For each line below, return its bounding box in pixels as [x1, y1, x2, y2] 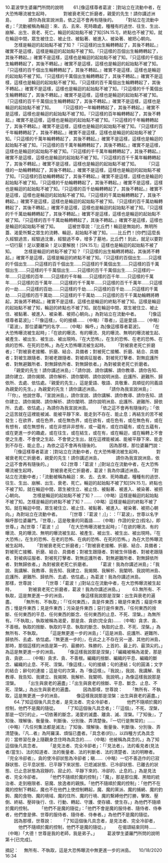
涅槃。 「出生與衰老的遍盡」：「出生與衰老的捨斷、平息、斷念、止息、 [5, 680, 153, 686]
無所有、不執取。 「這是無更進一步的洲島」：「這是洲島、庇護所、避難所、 [5, 630, 162, 636]
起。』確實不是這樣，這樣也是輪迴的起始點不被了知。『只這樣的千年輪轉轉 [5, 117, 154, 123]
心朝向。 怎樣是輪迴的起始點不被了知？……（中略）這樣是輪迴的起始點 [5, 493, 159, 498]
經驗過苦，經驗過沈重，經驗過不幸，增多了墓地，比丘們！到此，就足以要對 [9, 236, 163, 242]
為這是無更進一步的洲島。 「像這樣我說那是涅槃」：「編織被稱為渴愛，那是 [5, 649, 162, 655]
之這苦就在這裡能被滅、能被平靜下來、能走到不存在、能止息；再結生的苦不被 [5, 411, 163, 417]
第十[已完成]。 [5, 836, 35, 842]
